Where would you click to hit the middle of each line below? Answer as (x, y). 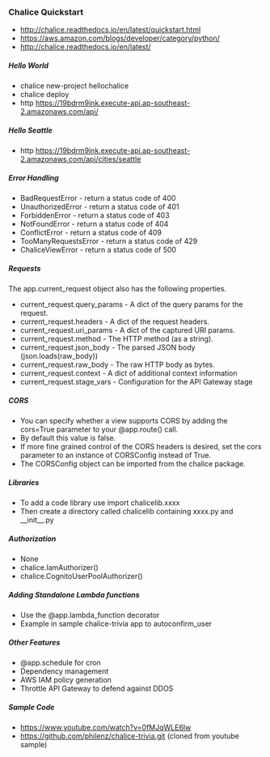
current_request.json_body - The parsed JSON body (108, 347)
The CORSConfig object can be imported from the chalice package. (133, 464)
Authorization (32, 538)
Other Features (34, 642)
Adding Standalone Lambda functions (74, 594)
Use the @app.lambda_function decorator (90, 615)
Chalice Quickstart (46, 12)
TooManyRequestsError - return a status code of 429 (109, 241)
